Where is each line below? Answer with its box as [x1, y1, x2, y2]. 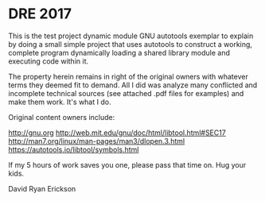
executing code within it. [8, 56, 89, 66]
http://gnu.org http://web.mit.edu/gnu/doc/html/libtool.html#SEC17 [8, 128, 227, 137]
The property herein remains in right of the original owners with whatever [8, 72, 248, 81]
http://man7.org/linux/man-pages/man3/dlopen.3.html [8, 136, 185, 145]
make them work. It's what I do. [8, 97, 111, 106]
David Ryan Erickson [8, 184, 76, 193]
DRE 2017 [8, 5, 72, 23]
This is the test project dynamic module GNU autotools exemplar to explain [8, 31, 254, 41]
